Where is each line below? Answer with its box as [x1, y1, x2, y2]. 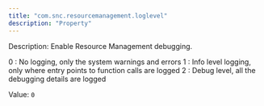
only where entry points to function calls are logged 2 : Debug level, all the [8, 65, 256, 75]
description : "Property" [8, 19, 92, 27]
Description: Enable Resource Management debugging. [8, 41, 193, 51]
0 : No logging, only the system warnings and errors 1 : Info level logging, [8, 57, 252, 67]
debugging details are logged [8, 74, 107, 84]
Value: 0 [8, 89, 35, 99]
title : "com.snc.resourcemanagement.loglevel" [8, 11, 168, 20]
